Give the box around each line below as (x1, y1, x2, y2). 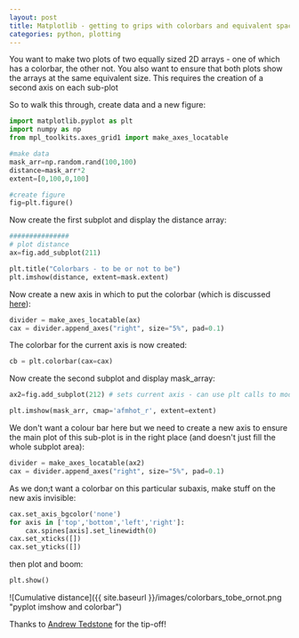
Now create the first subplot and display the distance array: (9, 214, 227, 225)
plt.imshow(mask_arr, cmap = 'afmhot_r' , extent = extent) (9, 407, 217, 416)
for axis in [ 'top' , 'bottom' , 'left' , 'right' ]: (9, 518, 185, 527)
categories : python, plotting (9, 29, 122, 38)
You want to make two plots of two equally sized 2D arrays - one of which (9, 54, 280, 65)
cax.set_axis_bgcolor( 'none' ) (9, 509, 122, 519)
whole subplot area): (9, 441, 85, 452)
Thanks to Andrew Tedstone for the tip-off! (9, 619, 166, 629)
